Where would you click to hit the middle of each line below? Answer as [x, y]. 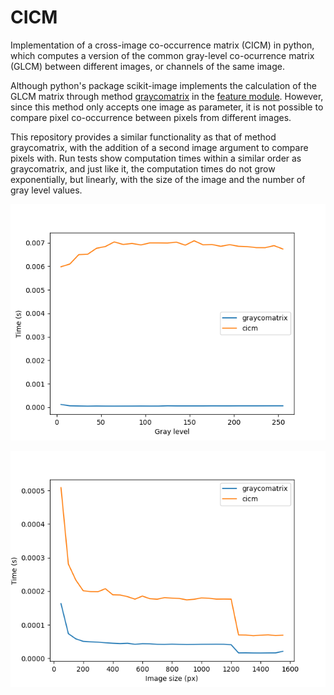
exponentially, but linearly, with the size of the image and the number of [158, 179]
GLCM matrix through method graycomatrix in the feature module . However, [167, 96]
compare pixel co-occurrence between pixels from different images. [151, 117]
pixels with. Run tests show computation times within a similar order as [156, 158]
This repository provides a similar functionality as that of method [143, 137]
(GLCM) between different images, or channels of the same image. [147, 66]
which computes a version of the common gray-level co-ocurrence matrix [162, 55]
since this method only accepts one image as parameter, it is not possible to [167, 107]
